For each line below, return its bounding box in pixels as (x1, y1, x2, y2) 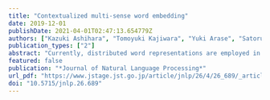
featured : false (8, 57, 63, 65)
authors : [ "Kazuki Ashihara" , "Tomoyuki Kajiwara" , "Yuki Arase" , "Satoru (8, 34, 264, 43)
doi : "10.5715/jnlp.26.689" (8, 79, 103, 87)
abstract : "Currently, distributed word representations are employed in (8, 49, 261, 57)
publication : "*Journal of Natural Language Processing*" (8, 65, 207, 73)
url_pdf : (8, 72, 38, 80)
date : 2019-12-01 (8, 19, 67, 27)
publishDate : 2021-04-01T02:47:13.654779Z (8, 27, 153, 35)
